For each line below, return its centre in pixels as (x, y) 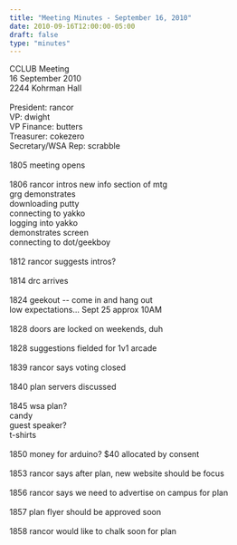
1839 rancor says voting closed (68, 367)
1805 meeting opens (47, 165)
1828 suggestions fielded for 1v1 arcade (83, 348)
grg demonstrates (43, 194)
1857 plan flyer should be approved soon (85, 512)
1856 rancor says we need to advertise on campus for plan (119, 493)
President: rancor (42, 107)
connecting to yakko (47, 213)
